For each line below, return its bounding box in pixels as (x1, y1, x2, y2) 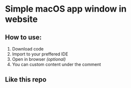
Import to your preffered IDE (12, 51, 69, 57)
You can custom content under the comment (12, 62, 102, 67)
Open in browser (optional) (12, 56, 66, 62)
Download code (12, 46, 44, 52)
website (5, 14, 38, 25)
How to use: (5, 33, 42, 41)
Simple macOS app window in (5, 3, 127, 15)
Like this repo (5, 75, 47, 84)
